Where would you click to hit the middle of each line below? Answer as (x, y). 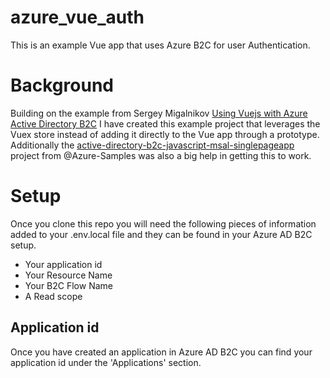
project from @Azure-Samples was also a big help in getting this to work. (161, 155)
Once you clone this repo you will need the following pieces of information (163, 223)
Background (62, 85)
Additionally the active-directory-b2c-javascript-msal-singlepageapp (152, 145)
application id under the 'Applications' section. (106, 362)
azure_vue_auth (77, 17)
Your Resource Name (68, 275)
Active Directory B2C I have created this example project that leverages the (165, 123)
